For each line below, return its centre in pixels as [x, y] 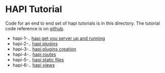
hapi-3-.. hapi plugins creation [44, 49]
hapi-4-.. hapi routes [34, 54]
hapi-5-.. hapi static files [38, 59]
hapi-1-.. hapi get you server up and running [59, 38]
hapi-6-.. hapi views [34, 65]
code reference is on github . [35, 28]
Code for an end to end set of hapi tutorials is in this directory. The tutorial [82, 23]
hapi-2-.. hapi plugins [35, 43]
